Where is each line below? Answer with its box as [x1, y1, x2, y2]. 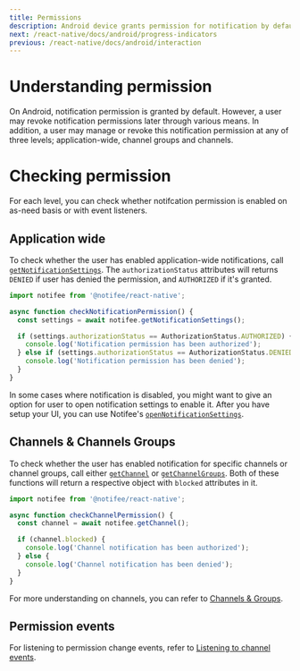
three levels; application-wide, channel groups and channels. [9, 135, 234, 146]
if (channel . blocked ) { [17, 535, 105, 544]
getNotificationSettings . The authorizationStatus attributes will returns [9, 264, 279, 275]
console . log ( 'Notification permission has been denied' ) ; [25, 357, 246, 366]
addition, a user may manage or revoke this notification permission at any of [9, 125, 289, 136]
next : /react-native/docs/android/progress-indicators [9, 30, 218, 38]
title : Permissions [9, 13, 82, 22]
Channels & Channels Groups [9, 435, 176, 450]
